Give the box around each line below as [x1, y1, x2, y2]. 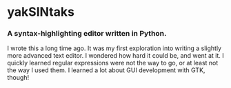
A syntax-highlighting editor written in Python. [7, 29, 167, 38]
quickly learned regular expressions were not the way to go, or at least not [7, 59, 219, 67]
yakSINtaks [7, 4, 74, 20]
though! [7, 74, 30, 82]
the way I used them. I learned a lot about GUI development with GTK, [7, 66, 205, 74]
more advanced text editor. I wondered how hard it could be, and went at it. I [7, 52, 224, 60]
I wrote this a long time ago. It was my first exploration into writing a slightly [7, 44, 222, 52]
